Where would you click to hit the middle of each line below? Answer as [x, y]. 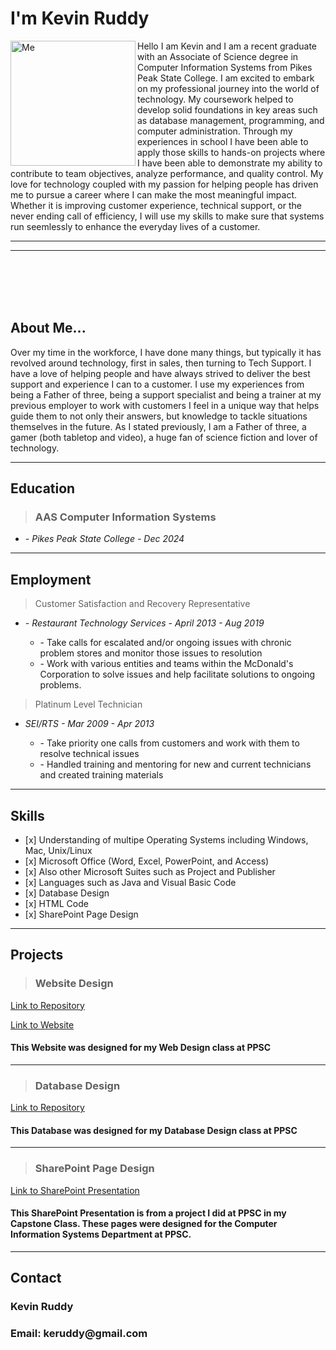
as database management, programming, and [231, 120]
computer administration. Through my [215, 131]
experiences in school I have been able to [223, 141]
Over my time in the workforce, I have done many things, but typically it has [166, 352]
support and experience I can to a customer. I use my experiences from [157, 384]
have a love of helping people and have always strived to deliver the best [160, 373]
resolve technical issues [89, 754]
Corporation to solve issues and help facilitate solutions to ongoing [177, 674]
